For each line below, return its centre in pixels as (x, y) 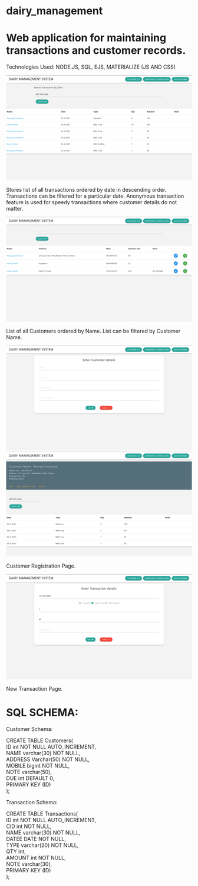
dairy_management (55, 11)
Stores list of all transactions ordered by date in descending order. (86, 189)
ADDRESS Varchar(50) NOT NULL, (48, 759)
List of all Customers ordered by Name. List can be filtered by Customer (93, 331)
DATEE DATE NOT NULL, (36, 839)
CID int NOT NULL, (29, 826)
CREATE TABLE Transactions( (42, 813)
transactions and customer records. (96, 51)
